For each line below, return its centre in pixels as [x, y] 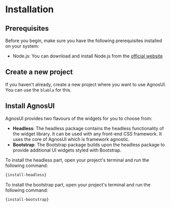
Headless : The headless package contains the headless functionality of [88, 128]
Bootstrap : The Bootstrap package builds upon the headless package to [89, 144]
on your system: [22, 46]
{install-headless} [26, 175]
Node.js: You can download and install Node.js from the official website [88, 56]
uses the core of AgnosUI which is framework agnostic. [71, 139]
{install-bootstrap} [27, 199]
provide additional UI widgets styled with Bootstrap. [67, 150]
